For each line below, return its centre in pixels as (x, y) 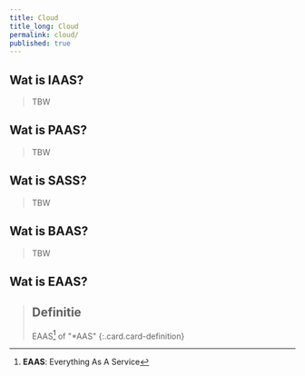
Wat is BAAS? (49, 231)
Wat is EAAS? (49, 281)
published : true (40, 43)
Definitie (56, 313)
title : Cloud (34, 18)
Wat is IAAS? (47, 79)
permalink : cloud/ (44, 35)
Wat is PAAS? (49, 130)
